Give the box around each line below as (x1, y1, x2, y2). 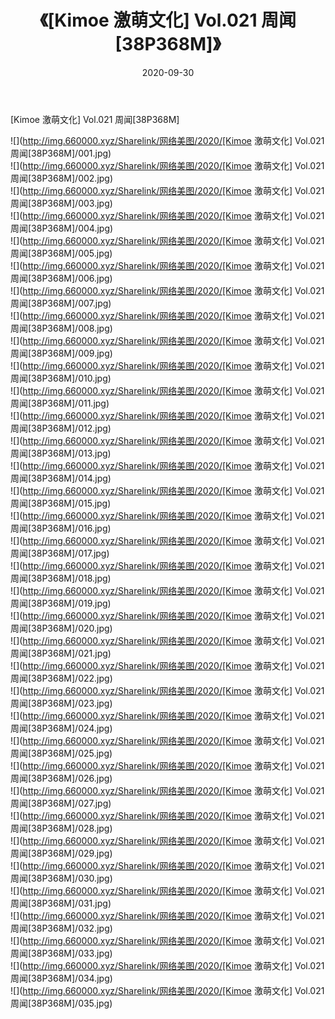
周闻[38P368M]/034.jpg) (10, 972, 113, 984)
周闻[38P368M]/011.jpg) (10, 397, 110, 409)
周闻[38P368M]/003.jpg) (10, 197, 113, 209)
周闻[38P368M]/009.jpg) (10, 347, 113, 359)
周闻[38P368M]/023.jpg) (10, 697, 113, 709)
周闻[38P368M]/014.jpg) (10, 472, 112, 484)
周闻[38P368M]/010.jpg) (10, 372, 112, 384)
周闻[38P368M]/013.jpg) (10, 447, 112, 459)
